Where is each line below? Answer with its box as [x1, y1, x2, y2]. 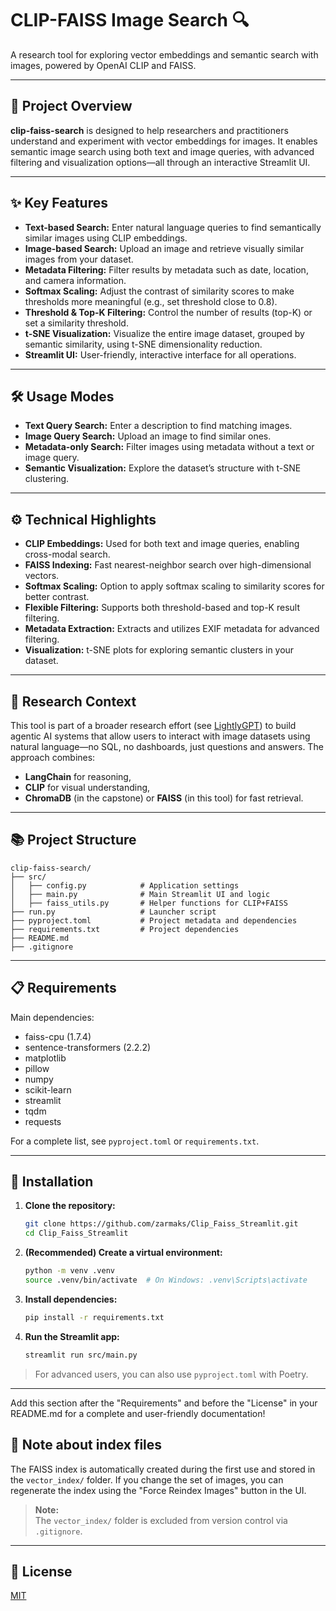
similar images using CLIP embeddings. [24, 232, 188, 244]
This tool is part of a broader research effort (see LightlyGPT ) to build [10, 720, 297, 731]
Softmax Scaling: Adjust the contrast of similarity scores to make [24, 285, 295, 297]
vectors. [24, 570, 60, 582]
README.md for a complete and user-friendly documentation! [10, 1407, 266, 1419]
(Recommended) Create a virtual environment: [24, 1247, 223, 1259]
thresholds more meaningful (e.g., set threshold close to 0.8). [24, 295, 278, 307]
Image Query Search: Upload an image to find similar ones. [24, 430, 272, 442]
